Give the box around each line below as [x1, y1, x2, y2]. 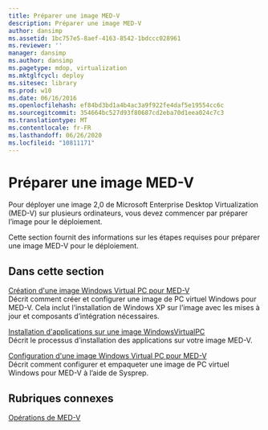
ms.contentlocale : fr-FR [8, 124, 91, 132]
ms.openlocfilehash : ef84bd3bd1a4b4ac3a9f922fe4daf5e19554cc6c [8, 101, 225, 109]
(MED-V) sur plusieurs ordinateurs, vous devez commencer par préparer [8, 208, 249, 218]
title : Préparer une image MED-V [8, 11, 120, 20]
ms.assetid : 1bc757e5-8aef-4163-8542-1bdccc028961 [8, 34, 181, 43]
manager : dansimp [8, 49, 67, 57]
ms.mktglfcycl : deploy [8, 72, 84, 80]
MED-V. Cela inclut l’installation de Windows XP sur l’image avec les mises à [8, 303, 261, 313]
